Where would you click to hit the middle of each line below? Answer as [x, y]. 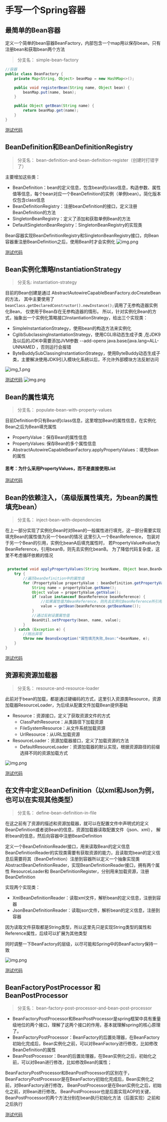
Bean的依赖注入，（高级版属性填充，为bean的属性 [82, 497]
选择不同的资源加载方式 [44, 753]
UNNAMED [24, 347]
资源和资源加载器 [31, 675]
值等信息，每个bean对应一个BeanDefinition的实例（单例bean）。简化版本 [87, 194]
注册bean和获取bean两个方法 [35, 49]
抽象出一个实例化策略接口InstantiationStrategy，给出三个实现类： [81, 318]
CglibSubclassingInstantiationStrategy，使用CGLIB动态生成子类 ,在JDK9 [86, 335]
